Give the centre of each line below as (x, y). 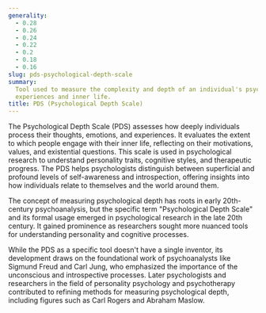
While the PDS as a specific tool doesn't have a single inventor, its (116, 250)
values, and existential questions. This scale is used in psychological (120, 152)
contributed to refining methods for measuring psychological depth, (119, 292)
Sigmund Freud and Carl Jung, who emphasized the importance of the (123, 267)
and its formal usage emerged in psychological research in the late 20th (125, 218)
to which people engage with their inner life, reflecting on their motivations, (131, 143)
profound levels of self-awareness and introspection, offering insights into (129, 177)
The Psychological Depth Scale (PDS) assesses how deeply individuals (124, 127)
